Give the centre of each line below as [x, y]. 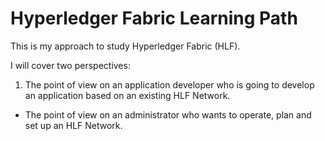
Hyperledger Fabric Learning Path [154, 18]
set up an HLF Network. [73, 125]
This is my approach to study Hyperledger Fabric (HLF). [125, 46]
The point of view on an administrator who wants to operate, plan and [168, 114]
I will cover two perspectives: [70, 65]
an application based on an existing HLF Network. [127, 95]
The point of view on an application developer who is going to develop [169, 84]
